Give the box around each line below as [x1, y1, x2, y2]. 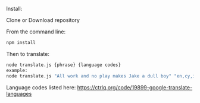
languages [6, 90, 32, 97]
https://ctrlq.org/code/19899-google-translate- [77, 83, 193, 91]
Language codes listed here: [6, 83, 76, 91]
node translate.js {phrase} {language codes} [6, 62, 121, 68]
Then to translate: [6, 50, 49, 57]
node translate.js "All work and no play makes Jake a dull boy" [6, 73, 171, 79]
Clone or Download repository [6, 17, 80, 23]
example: [6, 67, 28, 73]
